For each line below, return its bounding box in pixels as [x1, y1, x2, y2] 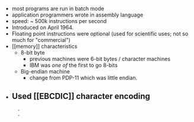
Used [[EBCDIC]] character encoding [11, 91, 151, 101]
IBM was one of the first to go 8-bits [29, 62, 118, 69]
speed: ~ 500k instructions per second [11, 18, 107, 24]
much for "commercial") [11, 37, 71, 43]
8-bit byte [20, 49, 46, 56]
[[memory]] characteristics [11, 43, 78, 50]
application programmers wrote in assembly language [11, 11, 144, 18]
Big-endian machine [20, 68, 70, 75]
